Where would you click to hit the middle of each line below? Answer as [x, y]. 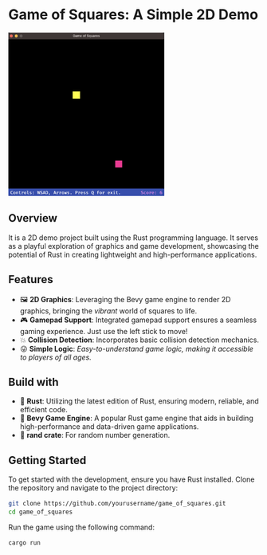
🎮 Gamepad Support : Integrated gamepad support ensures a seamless [138, 320]
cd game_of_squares [41, 512]
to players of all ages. [55, 357]
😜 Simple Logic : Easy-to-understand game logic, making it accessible [136, 348]
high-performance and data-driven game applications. [109, 427]
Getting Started [47, 460]
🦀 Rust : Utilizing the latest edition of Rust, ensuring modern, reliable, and [139, 401]
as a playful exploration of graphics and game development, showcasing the [133, 246]
